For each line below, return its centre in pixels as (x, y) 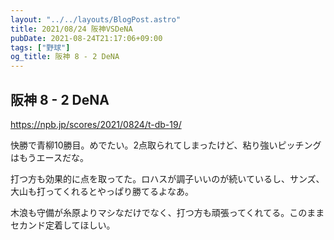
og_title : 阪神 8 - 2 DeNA (65, 57)
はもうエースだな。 (49, 157)
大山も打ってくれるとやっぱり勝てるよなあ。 (102, 191)
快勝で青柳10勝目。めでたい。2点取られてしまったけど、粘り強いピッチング (166, 145)
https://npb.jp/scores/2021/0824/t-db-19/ (96, 124)
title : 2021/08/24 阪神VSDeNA (71, 29)
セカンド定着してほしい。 (63, 225)
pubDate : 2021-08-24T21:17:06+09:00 (86, 38)
